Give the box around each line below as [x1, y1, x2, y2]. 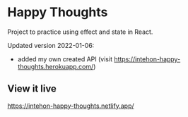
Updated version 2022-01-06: [7, 41, 95, 49]
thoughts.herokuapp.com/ [17, 62, 94, 70]
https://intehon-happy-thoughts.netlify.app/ [7, 101, 134, 110]
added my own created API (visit [17, 54, 113, 63]
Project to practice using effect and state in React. [7, 27, 153, 36]
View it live [7, 82, 57, 95]
